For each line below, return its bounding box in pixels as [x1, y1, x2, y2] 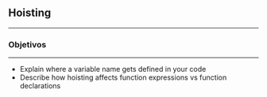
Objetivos [8, 39, 47, 50]
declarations [19, 81, 61, 91]
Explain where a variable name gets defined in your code [19, 65, 207, 74]
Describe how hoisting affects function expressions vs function [19, 73, 227, 82]
